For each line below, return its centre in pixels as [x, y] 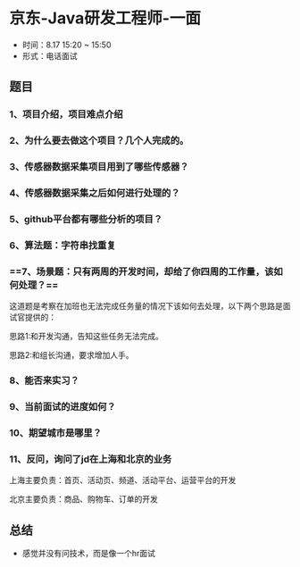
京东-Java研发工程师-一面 [105, 18]
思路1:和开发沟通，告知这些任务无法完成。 [86, 337]
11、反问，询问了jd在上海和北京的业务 [91, 459]
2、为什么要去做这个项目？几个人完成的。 [99, 141]
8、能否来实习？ [45, 380]
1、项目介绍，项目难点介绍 [66, 114]
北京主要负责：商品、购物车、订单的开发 [83, 499]
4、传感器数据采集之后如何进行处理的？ [95, 193]
